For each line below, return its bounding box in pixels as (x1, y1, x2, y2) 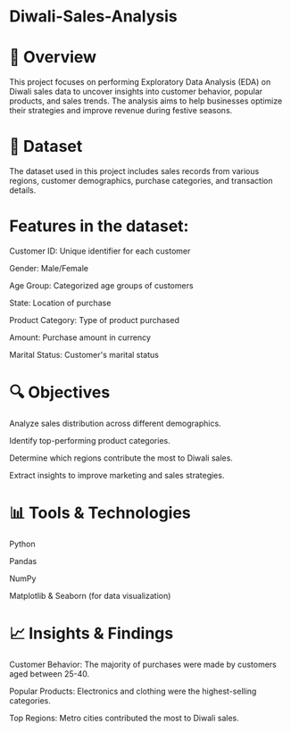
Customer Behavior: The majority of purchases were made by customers (9, 659, 277, 670)
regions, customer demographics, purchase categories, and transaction (9, 176, 273, 187)
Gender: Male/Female (9, 263, 89, 273)
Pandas (9, 555, 37, 566)
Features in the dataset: (9, 216, 189, 237)
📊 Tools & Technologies (9, 503, 192, 523)
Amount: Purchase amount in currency (9, 332, 152, 343)
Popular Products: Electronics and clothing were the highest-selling (9, 686, 257, 696)
